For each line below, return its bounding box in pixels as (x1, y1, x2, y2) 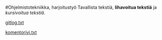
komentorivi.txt (5, 29, 37, 35)
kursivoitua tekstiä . (5, 10, 46, 16)
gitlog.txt (5, 20, 24, 25)
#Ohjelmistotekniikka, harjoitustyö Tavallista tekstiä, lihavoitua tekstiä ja (5, 5, 157, 10)
